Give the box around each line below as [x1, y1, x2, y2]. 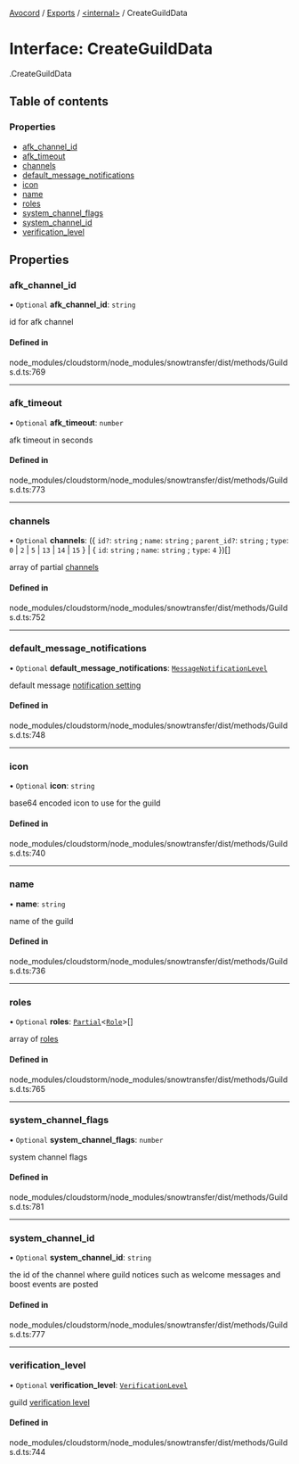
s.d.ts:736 [9, 965, 46, 976]
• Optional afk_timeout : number [9, 417, 124, 427]
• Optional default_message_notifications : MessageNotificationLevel [9, 662, 268, 673]
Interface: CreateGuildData [9, 39, 214, 59]
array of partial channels [9, 562, 100, 573]
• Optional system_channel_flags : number [9, 1134, 164, 1145]
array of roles [9, 1034, 59, 1045]
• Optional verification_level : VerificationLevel [9, 1379, 189, 1390]
